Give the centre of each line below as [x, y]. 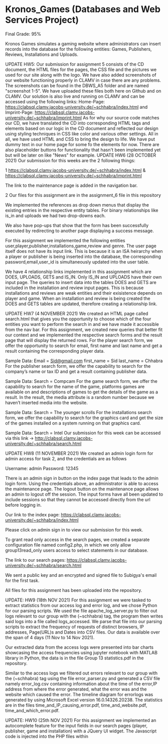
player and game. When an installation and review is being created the [78, 298]
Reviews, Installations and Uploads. [42, 54]
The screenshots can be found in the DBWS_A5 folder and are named [77, 85]
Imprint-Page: [19, 112]
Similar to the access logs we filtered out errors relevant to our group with [81, 673]
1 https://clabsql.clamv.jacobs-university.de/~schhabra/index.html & [75, 170]
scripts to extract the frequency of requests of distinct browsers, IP [75, 627]
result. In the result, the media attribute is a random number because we [80, 397]
